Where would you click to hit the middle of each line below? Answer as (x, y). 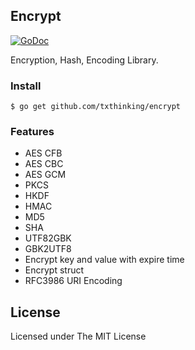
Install (26, 86)
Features (32, 132)
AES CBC (44, 164)
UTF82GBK (48, 238)
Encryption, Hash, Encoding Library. (84, 60)
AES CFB (43, 153)
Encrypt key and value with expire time (104, 260)
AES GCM (45, 175)
